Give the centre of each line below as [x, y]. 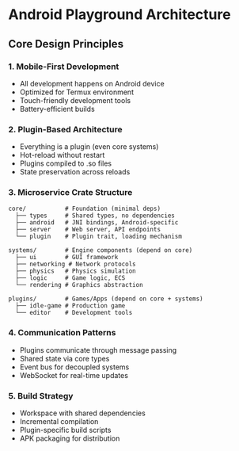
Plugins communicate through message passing [98, 350]
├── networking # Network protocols [76, 264]
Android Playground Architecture [119, 15]
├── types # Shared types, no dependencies [95, 216]
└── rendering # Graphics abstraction [80, 285]
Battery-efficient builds [57, 109]
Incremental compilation [59, 422]
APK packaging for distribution [70, 438]
